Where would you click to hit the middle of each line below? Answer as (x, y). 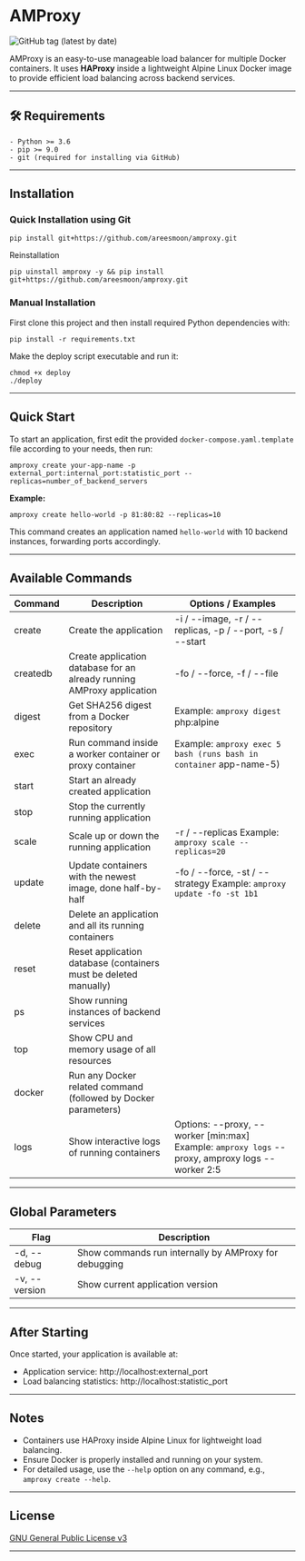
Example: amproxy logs (223, 1148)
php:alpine (197, 722)
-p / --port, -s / (248, 631)
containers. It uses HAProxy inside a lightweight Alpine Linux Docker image (151, 68)
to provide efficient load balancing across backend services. (123, 77)
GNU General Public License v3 (69, 1537)
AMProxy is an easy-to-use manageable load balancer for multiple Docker (148, 58)
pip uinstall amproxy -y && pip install (87, 272)
